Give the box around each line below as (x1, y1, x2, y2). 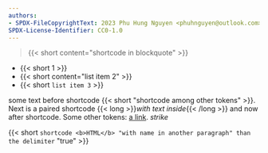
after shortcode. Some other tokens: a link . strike (8, 113, 169, 122)
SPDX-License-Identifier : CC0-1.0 (8, 26, 124, 34)
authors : (8, 11, 37, 20)
